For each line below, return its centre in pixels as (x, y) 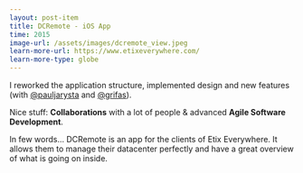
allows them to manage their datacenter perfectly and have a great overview (151, 149)
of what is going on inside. (59, 158)
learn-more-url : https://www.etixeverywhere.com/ (105, 51)
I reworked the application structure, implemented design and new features (150, 85)
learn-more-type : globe (54, 59)
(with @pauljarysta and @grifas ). (71, 95)
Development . (36, 122)
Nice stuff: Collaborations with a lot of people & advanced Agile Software (148, 112)
